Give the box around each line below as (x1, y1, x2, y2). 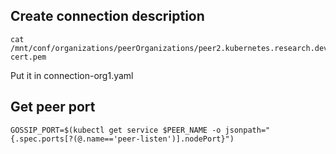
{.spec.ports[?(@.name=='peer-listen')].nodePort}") (10, 134, 235, 144)
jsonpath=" (224, 125, 271, 135)
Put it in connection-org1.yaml (10, 69, 134, 81)
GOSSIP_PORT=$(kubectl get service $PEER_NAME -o (10, 125, 222, 135)
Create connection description (10, 8, 205, 25)
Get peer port (10, 99, 96, 116)
